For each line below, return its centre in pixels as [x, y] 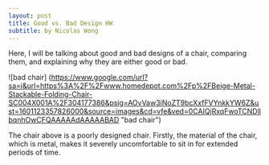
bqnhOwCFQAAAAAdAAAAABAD [64, 120]
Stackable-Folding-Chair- [51, 95]
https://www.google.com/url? [100, 78]
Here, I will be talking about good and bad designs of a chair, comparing [128, 54]
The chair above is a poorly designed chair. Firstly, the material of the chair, [133, 135]
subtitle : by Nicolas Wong [53, 30]
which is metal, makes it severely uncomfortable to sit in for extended [123, 144]
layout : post [30, 16]
